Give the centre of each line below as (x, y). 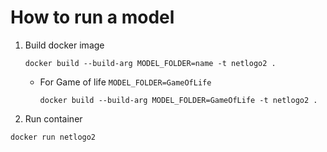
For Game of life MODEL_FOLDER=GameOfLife (125, 82)
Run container (53, 118)
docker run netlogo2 (53, 137)
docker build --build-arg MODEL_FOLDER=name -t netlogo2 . (150, 63)
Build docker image (64, 45)
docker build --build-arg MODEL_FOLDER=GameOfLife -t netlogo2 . (178, 100)
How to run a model (92, 17)
